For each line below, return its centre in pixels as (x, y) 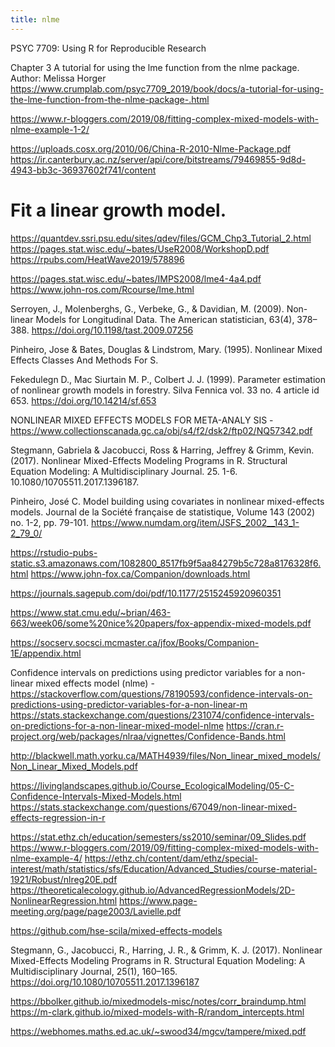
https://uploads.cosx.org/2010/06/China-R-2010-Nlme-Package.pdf (151, 148)
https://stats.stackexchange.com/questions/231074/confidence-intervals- (162, 715)
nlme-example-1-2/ (50, 129)
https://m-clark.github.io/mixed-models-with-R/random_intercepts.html (157, 1012)
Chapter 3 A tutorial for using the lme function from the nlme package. (155, 67)
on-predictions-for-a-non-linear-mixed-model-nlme (117, 725)
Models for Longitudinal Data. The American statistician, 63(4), (165, 319)
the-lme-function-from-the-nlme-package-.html (110, 99)
